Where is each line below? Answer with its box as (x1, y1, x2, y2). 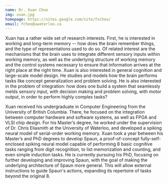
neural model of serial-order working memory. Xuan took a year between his (5, 130, 163, 136)
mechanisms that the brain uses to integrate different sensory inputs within (5, 51, 160, 57)
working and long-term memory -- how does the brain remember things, (5, 41, 155, 47)
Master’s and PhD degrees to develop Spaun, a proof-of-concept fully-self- (5, 136, 161, 142)
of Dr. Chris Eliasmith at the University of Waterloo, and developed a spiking (5, 125, 162, 131)
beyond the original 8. (5, 173, 51, 179)
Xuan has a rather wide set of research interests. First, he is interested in (5, 35, 155, 41)
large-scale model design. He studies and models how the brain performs (5, 72, 157, 78)
